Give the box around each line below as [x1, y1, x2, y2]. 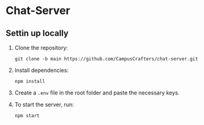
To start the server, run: [14, 101, 74, 108]
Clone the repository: [14, 44, 68, 51]
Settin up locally [5, 28, 69, 38]
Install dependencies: [14, 66, 69, 74]
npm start [14, 113, 40, 119]
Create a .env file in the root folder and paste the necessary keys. [14, 89, 180, 96]
